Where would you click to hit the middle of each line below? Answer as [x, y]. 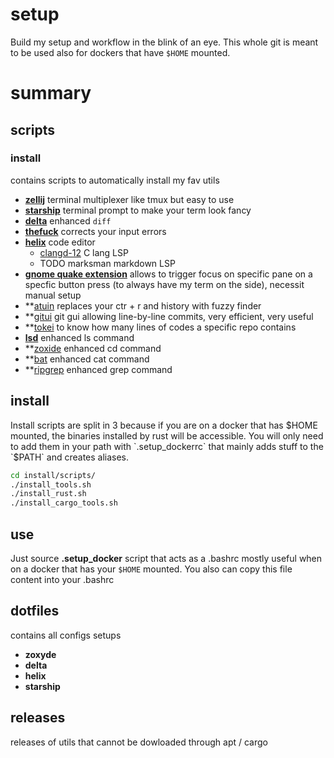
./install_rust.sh [48, 494]
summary [51, 93]
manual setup [53, 295]
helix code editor [60, 242]
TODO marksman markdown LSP [107, 263]
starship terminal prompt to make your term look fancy [138, 210]
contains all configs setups [66, 635]
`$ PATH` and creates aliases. [70, 457]
